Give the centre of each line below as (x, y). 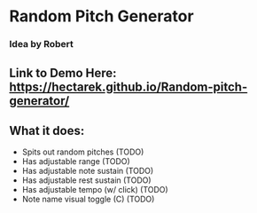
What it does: (47, 130)
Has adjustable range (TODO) (76, 162)
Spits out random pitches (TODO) (83, 152)
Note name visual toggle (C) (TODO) (88, 199)
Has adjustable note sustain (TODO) (88, 171)
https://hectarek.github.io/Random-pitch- (128, 87)
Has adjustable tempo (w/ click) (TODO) (95, 190)
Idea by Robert (41, 44)
